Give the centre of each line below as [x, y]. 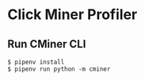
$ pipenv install [36, 62]
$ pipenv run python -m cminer [59, 69]
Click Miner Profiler [72, 15]
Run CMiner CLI [47, 44]
